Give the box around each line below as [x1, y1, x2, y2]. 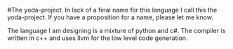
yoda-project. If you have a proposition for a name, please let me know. [7, 13, 214, 21]
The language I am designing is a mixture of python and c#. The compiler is [7, 27, 226, 35]
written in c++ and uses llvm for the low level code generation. [7, 34, 188, 42]
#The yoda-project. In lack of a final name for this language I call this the [7, 6, 218, 14]
